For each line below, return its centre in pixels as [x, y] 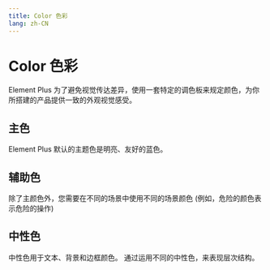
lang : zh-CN [28, 24]
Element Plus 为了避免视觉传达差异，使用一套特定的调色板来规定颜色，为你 [134, 90]
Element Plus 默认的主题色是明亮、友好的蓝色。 [88, 149]
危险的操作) [34, 208]
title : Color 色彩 [38, 16]
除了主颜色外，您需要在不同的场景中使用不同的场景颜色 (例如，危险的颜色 [132, 199]
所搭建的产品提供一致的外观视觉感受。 [72, 100]
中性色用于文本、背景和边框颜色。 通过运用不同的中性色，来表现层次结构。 [134, 257]
